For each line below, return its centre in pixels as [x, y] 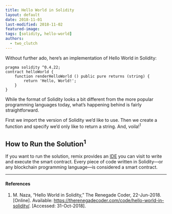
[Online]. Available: [33, 201]
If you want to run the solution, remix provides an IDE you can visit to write [84, 156]
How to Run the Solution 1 [46, 143]
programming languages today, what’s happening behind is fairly [73, 104]
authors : [15, 39]
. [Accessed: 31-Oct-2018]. [57, 206]
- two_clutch [24, 44]
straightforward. [22, 110]
